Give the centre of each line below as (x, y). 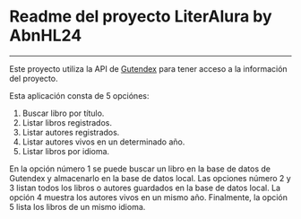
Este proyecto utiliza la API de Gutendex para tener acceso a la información (149, 68)
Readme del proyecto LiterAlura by (141, 17)
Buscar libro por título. (63, 113)
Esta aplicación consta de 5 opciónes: (79, 95)
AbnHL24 (46, 35)
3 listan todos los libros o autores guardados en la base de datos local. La (145, 188)
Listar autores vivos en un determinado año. (103, 142)
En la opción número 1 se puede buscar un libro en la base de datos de (140, 169)
